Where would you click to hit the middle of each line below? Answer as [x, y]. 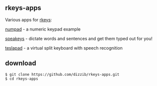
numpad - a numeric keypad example [43, 29]
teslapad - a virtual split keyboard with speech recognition [64, 48]
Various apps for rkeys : [29, 19]
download [21, 63]
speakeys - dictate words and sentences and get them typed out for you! [79, 38]
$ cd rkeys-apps [22, 79]
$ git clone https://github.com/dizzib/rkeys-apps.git [62, 74]
